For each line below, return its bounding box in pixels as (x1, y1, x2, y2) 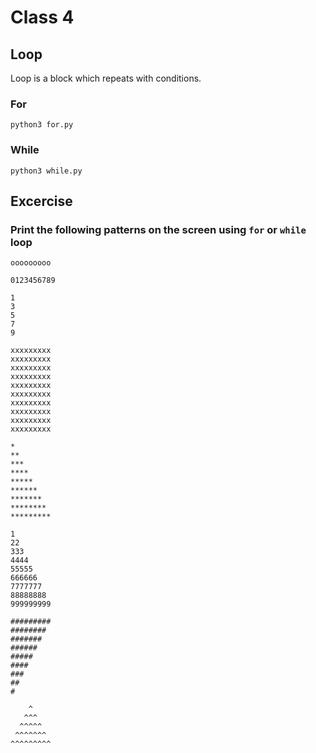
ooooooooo (10, 258, 52, 268)
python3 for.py (10, 120, 74, 130)
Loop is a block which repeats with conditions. (10, 72, 202, 84)
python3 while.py (10, 166, 83, 176)
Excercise (10, 192, 73, 210)
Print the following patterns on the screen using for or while (10, 222, 307, 236)
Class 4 (10, 6, 75, 29)
